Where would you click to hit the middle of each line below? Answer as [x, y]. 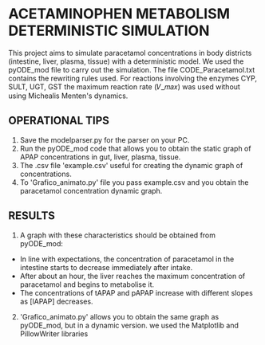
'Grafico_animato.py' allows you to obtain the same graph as [119, 316]
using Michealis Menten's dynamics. [68, 96]
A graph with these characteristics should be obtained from [118, 235]
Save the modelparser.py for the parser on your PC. [105, 139]
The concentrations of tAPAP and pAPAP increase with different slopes [136, 292]
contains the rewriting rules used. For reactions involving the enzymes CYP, [133, 78]
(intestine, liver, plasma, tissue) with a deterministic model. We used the [126, 61]
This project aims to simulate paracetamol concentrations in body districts [130, 53]
